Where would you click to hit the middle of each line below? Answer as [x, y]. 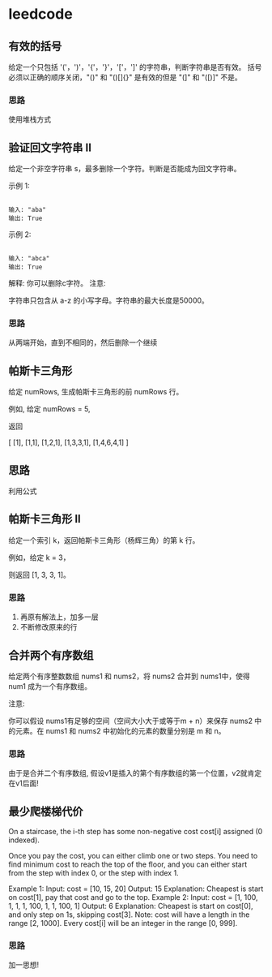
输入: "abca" [29, 259]
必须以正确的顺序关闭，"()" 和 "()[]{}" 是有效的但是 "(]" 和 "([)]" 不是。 [125, 77]
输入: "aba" [27, 210]
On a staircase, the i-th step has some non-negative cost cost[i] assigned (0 [136, 832]
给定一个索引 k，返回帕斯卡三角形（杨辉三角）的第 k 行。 [104, 540]
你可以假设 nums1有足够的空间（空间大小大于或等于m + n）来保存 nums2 [131, 721]
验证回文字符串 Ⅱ [50, 147]
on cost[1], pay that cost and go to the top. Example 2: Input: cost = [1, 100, [133, 897]
